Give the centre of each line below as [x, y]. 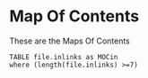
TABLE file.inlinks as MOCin [64, 57]
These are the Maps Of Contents [70, 41]
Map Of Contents [74, 16]
